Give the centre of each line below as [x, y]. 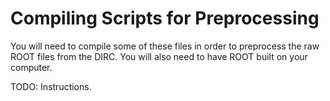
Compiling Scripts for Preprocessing [165, 18]
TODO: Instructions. [51, 86]
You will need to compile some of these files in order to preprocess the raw [165, 46]
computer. [31, 67]
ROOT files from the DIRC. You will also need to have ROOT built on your [159, 56]
